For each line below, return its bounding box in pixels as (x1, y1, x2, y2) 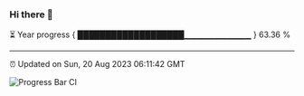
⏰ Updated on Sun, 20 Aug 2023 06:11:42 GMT (9, 59, 185, 70)
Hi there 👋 (9, 8, 54, 21)
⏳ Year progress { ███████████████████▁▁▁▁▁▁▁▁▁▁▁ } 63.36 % (9, 29, 291, 40)
